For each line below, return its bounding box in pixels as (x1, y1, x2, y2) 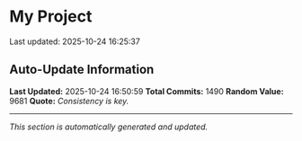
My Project (9, 6, 93, 27)
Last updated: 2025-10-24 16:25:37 (9, 36, 141, 47)
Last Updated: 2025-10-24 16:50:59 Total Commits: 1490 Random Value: (9, 85, 285, 96)
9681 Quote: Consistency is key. (9, 95, 129, 106)
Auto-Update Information (9, 62, 155, 77)
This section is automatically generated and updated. (9, 121, 209, 132)
